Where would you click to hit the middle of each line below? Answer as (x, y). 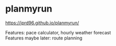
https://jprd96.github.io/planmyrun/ (42, 23)
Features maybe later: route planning (44, 38)
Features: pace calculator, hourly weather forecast (58, 32)
